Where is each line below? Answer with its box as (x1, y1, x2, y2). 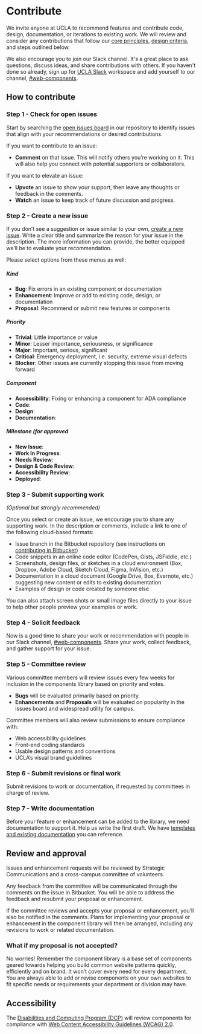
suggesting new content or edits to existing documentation (14, 579, 162, 586)
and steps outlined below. (6, 44, 71, 51)
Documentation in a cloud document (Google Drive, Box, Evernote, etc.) (14, 572, 194, 580)
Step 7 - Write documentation (6, 804, 95, 812)
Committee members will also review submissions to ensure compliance (6, 716, 186, 723)
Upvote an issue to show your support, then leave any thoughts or (14, 183, 180, 191)
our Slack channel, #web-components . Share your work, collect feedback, (6, 639, 191, 646)
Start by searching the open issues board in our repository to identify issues (6, 124, 195, 131)
